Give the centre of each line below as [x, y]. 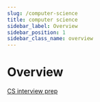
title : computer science [42, 20]
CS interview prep [33, 91]
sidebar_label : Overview [42, 26]
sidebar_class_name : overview [50, 39]
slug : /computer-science [42, 13]
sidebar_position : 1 [37, 32]
